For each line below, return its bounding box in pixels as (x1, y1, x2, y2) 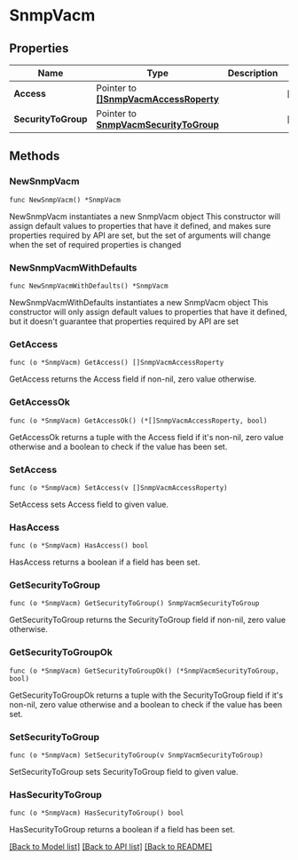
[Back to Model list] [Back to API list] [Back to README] (9, 841, 213, 852)
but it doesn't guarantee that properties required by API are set (9, 316, 239, 327)
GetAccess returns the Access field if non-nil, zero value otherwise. (9, 374, 257, 384)
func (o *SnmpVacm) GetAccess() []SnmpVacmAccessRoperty (9, 359, 224, 367)
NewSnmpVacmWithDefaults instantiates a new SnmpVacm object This (9, 296, 269, 307)
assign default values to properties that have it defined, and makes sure (9, 220, 271, 231)
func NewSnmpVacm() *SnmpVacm (9, 195, 122, 204)
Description (227, 67, 278, 79)
